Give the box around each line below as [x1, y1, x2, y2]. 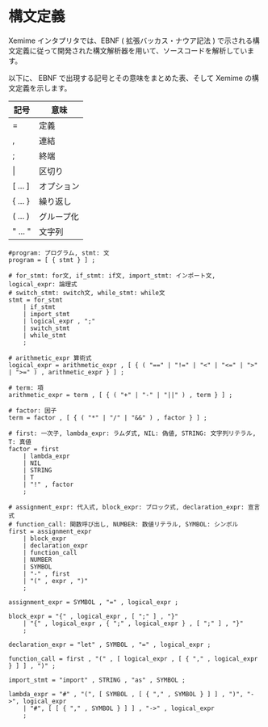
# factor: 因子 [8, 406, 57, 415]
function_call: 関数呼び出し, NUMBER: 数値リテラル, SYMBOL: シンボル [15, 520, 239, 528]
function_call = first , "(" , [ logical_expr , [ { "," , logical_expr [8, 654, 258, 663]
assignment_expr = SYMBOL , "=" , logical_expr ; [8, 598, 179, 607]
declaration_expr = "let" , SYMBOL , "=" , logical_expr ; [8, 640, 211, 649]
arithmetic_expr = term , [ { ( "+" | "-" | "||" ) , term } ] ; [8, 391, 232, 399]
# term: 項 [8, 383, 44, 392]
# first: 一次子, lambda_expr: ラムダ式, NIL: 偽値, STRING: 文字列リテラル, [8, 429, 257, 437]
